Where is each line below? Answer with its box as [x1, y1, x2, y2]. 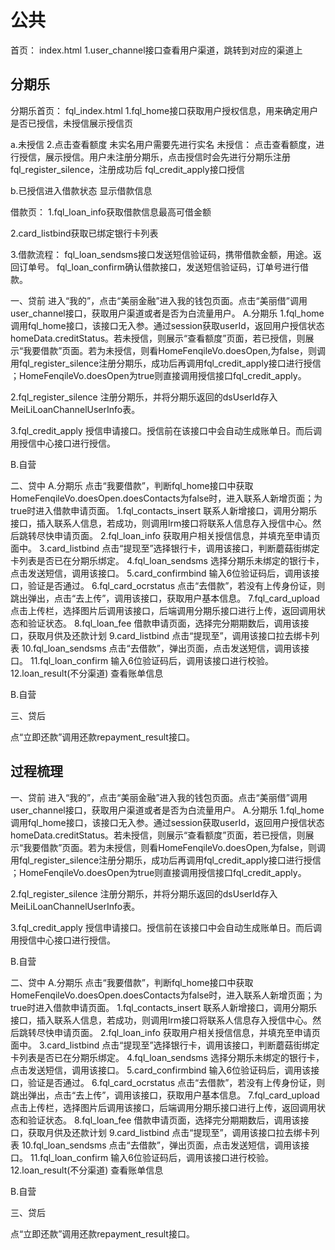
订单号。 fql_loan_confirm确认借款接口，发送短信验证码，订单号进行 [18, 261, 300, 273]
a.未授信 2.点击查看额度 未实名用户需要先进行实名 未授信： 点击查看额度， [10, 138, 317, 150]
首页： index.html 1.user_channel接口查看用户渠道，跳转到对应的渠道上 [10, 44, 303, 56]
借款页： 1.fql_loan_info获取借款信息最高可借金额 [10, 206, 212, 218]
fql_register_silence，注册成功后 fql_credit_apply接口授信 [10, 163, 245, 175]
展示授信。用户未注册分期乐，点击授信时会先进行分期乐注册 [44, 151, 291, 163]
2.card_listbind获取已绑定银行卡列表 [10, 227, 159, 239]
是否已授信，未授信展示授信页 [10, 117, 133, 129]
